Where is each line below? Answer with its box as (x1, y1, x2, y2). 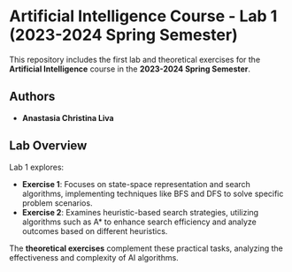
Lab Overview (9, 139, 88, 154)
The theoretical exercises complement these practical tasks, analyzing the (9, 243, 283, 253)
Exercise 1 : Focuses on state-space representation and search (21, 178, 250, 189)
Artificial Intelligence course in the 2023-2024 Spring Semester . (9, 64, 250, 74)
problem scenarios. (21, 197, 93, 208)
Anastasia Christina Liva (21, 112, 114, 123)
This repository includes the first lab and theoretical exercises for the (9, 54, 261, 64)
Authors (9, 89, 56, 104)
